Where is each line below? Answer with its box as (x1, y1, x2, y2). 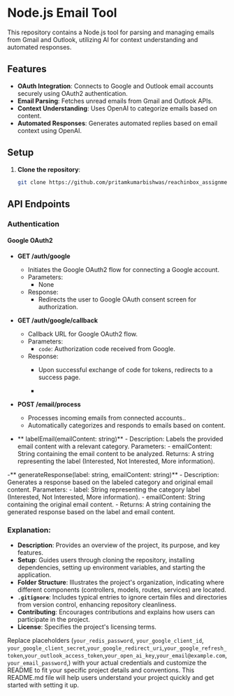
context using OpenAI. (17, 126, 82, 134)
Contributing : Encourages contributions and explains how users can (17, 608, 215, 616)
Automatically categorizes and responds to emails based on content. (27, 421, 226, 429)
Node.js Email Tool (7, 5, 117, 21)
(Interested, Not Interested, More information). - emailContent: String (7, 492, 205, 501)
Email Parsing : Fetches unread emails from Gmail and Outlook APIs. (17, 97, 213, 105)
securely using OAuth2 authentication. (17, 89, 128, 97)
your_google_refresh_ (163, 645, 227, 652)
